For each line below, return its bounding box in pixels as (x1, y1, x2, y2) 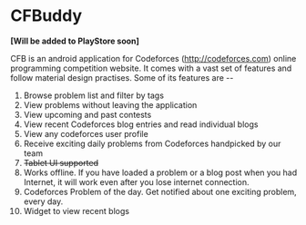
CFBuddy (10, 5, 83, 26)
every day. (23, 196, 64, 207)
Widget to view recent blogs (23, 205, 130, 216)
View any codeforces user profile (23, 128, 148, 139)
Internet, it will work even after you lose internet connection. (23, 176, 250, 187)
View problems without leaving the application (23, 99, 198, 110)
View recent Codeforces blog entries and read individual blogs (23, 119, 259, 130)
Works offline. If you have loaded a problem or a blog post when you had (23, 167, 298, 178)
